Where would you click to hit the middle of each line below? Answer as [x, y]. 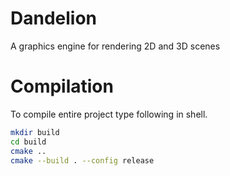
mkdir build [35, 132]
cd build [28, 142]
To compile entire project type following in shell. [109, 114]
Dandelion [54, 18]
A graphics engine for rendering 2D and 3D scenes [115, 46]
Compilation [62, 86]
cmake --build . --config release [82, 160]
